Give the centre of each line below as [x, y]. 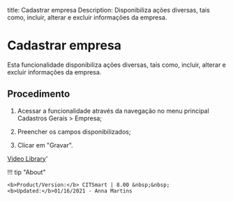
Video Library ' [28, 159]
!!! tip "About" [27, 172]
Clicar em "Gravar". [45, 145]
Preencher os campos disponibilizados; [74, 131]
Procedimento [39, 94]
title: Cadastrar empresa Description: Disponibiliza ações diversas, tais [109, 10]
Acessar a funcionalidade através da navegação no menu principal [113, 111]
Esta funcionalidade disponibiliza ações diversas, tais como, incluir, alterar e [117, 65]
